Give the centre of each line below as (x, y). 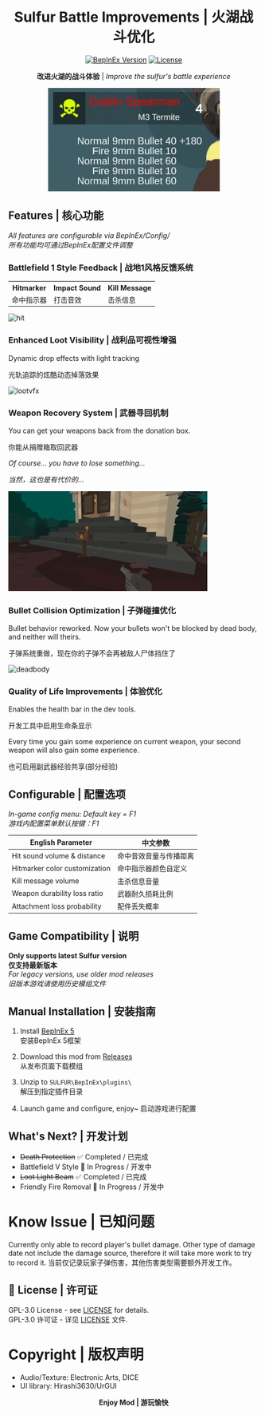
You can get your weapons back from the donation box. (99, 430)
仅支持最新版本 (33, 965)
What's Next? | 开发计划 (68, 1136)
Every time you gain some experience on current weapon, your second (125, 742)
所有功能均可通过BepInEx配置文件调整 (70, 244)
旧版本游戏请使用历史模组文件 (57, 984)
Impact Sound (77, 287)
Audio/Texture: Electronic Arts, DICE (79, 1377)
